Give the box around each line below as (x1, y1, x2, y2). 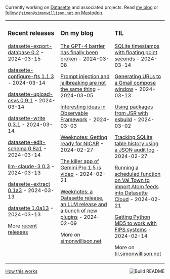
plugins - (60, 213, 82, 220)
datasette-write (8, 114, 46, 122)
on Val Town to (114, 177, 150, 184)
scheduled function (114, 170, 161, 177)
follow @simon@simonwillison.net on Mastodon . (5, 10, 104, 16)
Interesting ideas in (60, 103, 106, 110)
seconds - (114, 55, 140, 62)
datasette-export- (8, 43, 52, 50)
